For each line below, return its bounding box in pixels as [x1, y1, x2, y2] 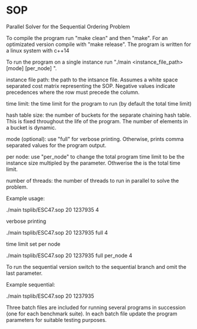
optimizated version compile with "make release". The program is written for [6, 41, 192, 48]
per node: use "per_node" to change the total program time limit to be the [6, 153, 185, 160]
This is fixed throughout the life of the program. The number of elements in [6, 117, 188, 124]
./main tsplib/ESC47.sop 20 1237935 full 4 [6, 229, 108, 236]
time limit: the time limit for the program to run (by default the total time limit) [6, 100, 192, 107]
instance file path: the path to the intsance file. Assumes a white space [6, 76, 178, 83]
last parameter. [6, 269, 43, 277]
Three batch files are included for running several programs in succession [6, 304, 186, 311]
